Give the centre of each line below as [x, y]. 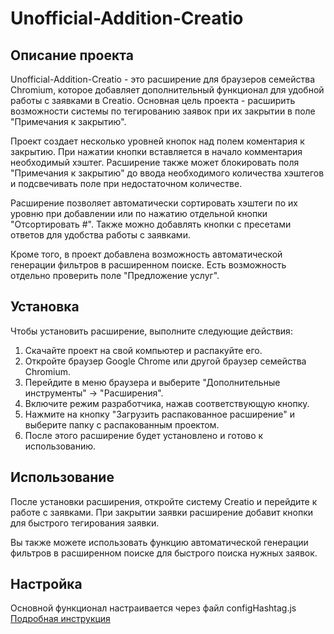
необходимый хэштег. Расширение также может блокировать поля [155, 162]
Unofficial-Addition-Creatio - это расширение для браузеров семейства [162, 79]
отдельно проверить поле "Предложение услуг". [115, 275]
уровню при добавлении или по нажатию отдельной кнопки [139, 213]
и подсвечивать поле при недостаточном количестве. [126, 183]
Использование [62, 477]
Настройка [46, 584]
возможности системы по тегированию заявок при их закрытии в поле [163, 111]
